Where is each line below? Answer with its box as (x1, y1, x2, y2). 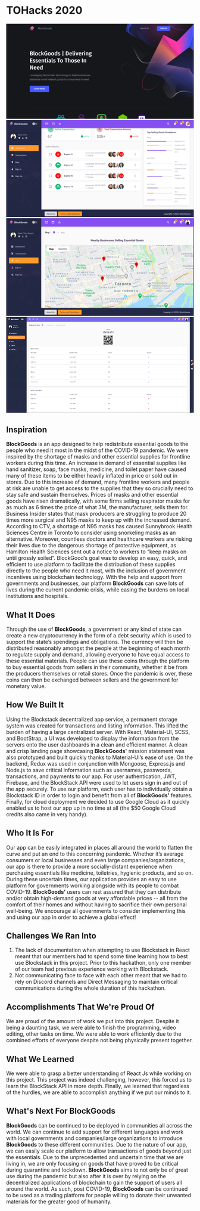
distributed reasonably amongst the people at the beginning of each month (6, 645, 190, 652)
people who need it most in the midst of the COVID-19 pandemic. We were (6, 447, 189, 454)
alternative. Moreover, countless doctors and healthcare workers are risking (6, 535, 192, 543)
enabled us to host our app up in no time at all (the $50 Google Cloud (6, 804, 176, 812)
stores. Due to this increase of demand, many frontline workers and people (6, 478, 190, 486)
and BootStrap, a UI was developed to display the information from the (6, 735, 179, 742)
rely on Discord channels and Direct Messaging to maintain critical (14, 978, 178, 986)
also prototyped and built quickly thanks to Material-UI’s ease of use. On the (6, 754, 193, 761)
